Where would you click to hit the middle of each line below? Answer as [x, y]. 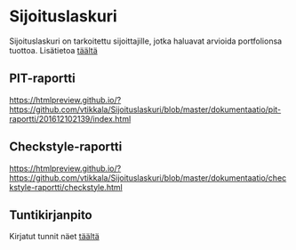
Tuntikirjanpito [51, 215]
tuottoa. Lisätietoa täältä [53, 50]
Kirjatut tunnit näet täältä [54, 237]
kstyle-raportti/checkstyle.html [66, 187]
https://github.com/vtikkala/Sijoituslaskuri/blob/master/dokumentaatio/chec [148, 177]
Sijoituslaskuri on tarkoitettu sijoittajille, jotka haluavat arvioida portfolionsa [146, 41]
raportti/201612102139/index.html [70, 118]
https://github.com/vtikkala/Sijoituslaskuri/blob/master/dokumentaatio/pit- [145, 109]
